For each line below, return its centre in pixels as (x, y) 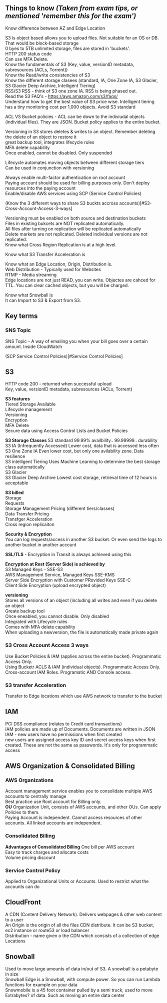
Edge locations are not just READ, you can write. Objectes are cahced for (80, 280)
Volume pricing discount (30, 857)
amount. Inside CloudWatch (34, 346)
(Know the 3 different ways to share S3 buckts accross (62, 203)
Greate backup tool (25, 611)
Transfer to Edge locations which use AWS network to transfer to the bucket (83, 696)
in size (12, 974)
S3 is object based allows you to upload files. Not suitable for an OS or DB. (82, 37)
